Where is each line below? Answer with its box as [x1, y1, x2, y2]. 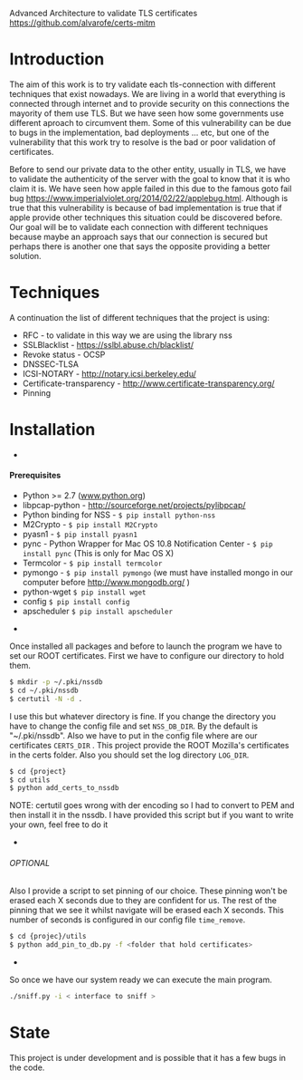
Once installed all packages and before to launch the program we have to [9, 641, 282, 651]
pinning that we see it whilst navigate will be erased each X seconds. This [9, 905, 285, 916]
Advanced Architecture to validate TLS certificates [9, 8, 198, 18]
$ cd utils [9, 775, 51, 785]
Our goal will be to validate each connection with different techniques [9, 221, 269, 232]
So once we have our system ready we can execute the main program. [9, 974, 273, 986]
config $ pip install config [22, 596, 130, 607]
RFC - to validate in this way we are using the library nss [22, 330, 232, 341]
